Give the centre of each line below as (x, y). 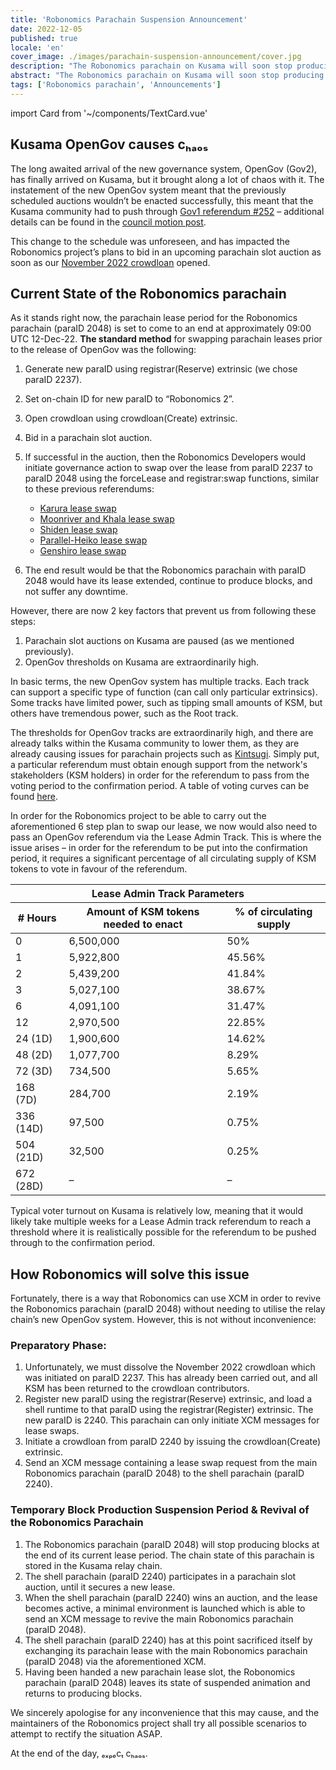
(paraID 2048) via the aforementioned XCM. (115, 1661)
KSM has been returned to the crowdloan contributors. (137, 1388)
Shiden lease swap (78, 530)
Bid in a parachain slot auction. (88, 438)
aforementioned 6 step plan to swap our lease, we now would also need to (164, 827)
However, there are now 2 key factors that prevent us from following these (163, 611)
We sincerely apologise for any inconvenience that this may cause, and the (165, 1712)
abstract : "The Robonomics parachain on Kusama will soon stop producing (167, 76)
